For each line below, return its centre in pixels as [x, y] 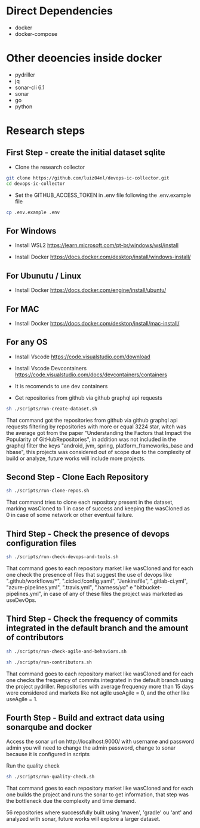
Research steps [46, 131]
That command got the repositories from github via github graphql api [92, 420]
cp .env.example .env [33, 212]
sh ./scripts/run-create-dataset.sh [52, 409]
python [24, 106]
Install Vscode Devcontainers [51, 368]
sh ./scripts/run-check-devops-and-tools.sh [62, 557]
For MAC [23, 309]
